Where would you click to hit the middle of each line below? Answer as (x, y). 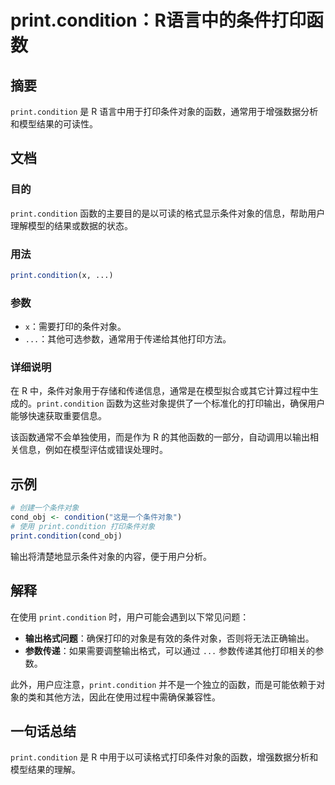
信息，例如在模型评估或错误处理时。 (93, 450)
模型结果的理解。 (45, 770)
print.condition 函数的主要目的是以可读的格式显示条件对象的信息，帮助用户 (168, 213)
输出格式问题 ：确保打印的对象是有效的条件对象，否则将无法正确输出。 (169, 638)
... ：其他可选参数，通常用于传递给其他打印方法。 (128, 339)
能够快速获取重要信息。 (58, 416)
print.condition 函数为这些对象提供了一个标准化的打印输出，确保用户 (181, 403)
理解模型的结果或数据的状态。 (71, 225)
